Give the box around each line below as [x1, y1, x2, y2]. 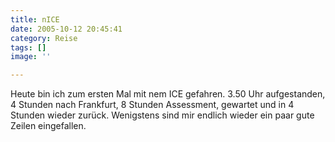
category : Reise [10, 33, 78, 43]
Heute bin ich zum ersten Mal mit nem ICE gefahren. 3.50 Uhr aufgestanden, [10, 88, 326, 100]
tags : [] [10, 42, 47, 53]
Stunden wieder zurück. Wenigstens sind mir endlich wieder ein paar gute [10, 109, 315, 121]
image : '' [10, 52, 52, 62]
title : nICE [10, 14, 60, 25]
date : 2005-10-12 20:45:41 [10, 24, 123, 34]
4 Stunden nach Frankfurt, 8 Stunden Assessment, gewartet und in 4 [10, 99, 295, 111]
